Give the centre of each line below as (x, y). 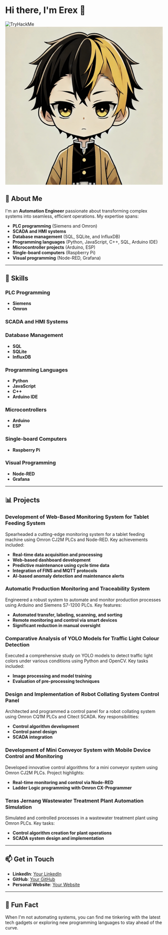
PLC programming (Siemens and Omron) (55, 226)
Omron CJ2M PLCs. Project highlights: (45, 773)
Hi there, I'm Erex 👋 (45, 10)
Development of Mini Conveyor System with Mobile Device (78, 750)
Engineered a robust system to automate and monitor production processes (83, 600)
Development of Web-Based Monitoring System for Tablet (77, 517)
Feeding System (25, 523)
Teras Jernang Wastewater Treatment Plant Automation (74, 801)
